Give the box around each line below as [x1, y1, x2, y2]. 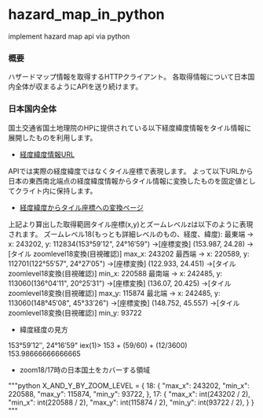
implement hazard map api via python [8, 31, 130, 41]
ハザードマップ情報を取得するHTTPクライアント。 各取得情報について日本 [8, 72, 249, 82]
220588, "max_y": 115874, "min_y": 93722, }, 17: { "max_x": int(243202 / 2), [8, 389, 251, 398]
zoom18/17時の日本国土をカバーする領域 [19, 364, 151, 375]
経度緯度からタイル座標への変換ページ [19, 202, 144, 212]
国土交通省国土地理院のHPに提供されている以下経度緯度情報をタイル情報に [8, 123, 251, 132]
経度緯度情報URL [19, 150, 75, 159]
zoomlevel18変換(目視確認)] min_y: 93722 [8, 308, 142, 317]
